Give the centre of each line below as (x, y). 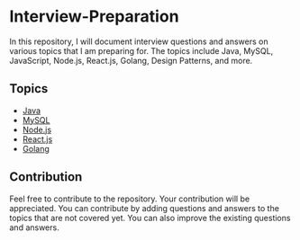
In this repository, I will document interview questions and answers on (139, 41)
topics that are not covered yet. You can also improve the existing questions (150, 218)
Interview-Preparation (94, 17)
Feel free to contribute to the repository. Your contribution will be (130, 199)
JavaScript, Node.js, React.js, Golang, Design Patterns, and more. (131, 60)
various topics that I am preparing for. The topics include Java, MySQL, (141, 50)
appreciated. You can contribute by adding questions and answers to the (144, 208)
